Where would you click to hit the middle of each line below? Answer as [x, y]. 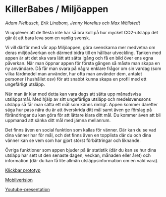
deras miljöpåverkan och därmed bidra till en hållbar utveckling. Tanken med [83, 53]
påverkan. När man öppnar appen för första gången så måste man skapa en [83, 63]
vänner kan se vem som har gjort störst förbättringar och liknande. [73, 140]
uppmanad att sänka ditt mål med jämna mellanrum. [58, 120]
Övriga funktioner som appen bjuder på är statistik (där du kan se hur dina [81, 150]
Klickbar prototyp [23, 170]
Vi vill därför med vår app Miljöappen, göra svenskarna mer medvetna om [80, 47]
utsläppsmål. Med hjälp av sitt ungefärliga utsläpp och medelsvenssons [78, 99]
